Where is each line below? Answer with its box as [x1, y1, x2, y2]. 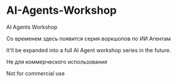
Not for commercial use [6, 69, 65, 77]
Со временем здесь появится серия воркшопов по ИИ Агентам [6, 35, 171, 42]
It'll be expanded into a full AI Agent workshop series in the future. [6, 46, 171, 54]
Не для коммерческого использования [6, 58, 108, 65]
